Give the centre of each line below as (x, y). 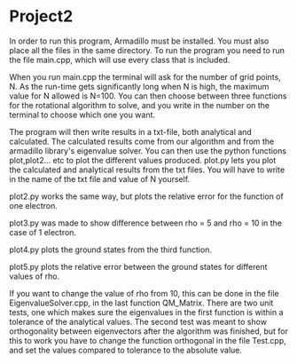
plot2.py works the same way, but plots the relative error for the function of (146, 196)
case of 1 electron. (43, 232)
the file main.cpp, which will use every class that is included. (120, 59)
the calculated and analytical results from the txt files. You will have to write (147, 170)
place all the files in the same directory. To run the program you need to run (147, 50)
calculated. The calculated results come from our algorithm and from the (142, 141)
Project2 (41, 16)
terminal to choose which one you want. (82, 115)
